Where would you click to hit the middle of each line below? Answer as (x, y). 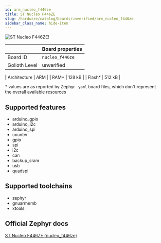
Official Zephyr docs (37, 224)
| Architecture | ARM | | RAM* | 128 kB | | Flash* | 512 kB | (63, 77)
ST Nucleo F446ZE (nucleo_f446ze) (41, 235)
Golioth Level (22, 65)
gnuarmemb (24, 203)
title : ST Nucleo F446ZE (30, 14)
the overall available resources (36, 92)
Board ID (18, 58)
